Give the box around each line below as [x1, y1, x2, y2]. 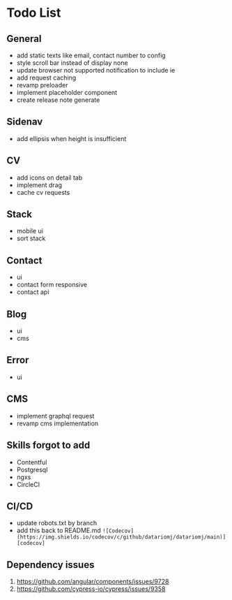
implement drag [16, 180, 63, 189]
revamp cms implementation [16, 419, 99, 427]
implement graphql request [16, 411, 95, 420]
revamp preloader [16, 81, 68, 89]
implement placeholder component [16, 89, 118, 96]
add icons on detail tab [16, 173, 83, 182]
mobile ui [16, 227, 43, 235]
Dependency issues [6, 559, 95, 571]
